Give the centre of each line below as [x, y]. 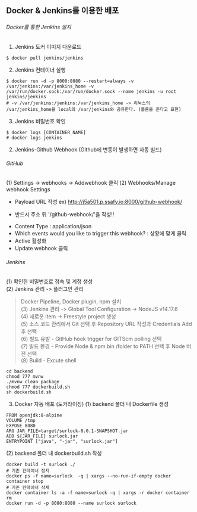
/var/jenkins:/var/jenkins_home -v [50, 86]
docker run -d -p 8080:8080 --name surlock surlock [71, 503]
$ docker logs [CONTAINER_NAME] [46, 132]
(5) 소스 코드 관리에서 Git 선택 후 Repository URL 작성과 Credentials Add [106, 324]
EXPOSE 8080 [21, 426]
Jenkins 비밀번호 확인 [40, 121]
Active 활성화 [30, 241]
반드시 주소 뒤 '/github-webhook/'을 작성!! [64, 214]
